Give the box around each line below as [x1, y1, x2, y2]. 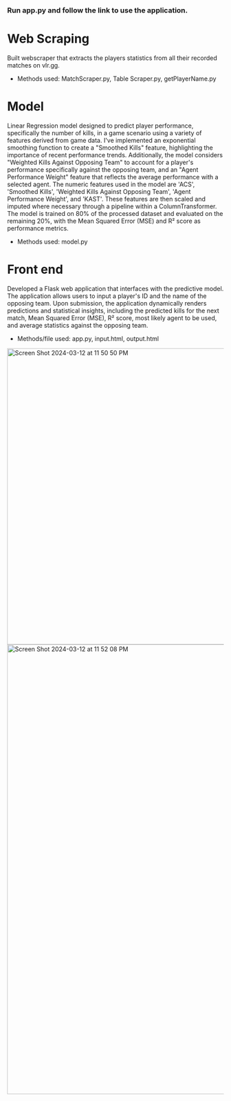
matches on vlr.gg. [7, 61, 60, 69]
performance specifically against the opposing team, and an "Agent [7, 165, 199, 174]
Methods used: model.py [16, 237, 88, 246]
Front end [7, 261, 63, 277]
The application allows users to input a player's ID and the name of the [7, 292, 207, 300]
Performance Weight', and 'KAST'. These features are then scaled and [7, 195, 206, 203]
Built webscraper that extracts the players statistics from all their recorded [7, 54, 218, 62]
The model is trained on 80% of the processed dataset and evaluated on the [7, 209, 223, 217]
